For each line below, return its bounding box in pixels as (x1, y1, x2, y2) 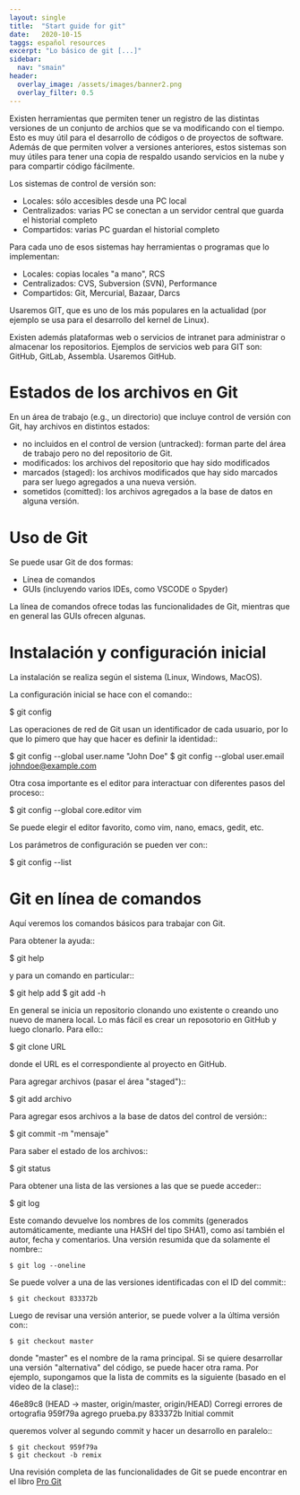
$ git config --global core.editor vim (9, 805, 141, 816)
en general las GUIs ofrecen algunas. (9, 611, 146, 622)
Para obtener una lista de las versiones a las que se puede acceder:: (9, 1181, 261, 1192)
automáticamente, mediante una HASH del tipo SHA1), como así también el (9, 1225, 285, 1236)
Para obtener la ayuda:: (9, 935, 96, 947)
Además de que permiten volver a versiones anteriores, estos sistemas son (9, 141, 287, 153)
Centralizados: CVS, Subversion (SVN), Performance (21, 277, 218, 288)
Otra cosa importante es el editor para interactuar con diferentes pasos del (9, 778, 286, 789)
